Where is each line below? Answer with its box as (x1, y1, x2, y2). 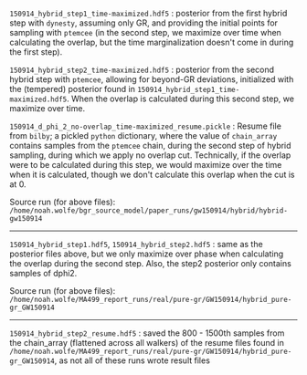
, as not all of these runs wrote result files (54, 355, 210, 366)
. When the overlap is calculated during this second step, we (67, 93, 295, 104)
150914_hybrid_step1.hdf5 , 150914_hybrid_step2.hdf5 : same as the (9, 239, 263, 249)
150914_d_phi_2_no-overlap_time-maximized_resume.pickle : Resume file (9, 120, 281, 131)
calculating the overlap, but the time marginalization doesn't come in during (9, 36, 294, 47)
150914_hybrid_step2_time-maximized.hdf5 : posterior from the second (9, 64, 275, 75)
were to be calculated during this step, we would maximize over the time (9, 160, 282, 170)
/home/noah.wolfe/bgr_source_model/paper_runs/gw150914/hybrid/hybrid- (9, 206, 288, 215)
